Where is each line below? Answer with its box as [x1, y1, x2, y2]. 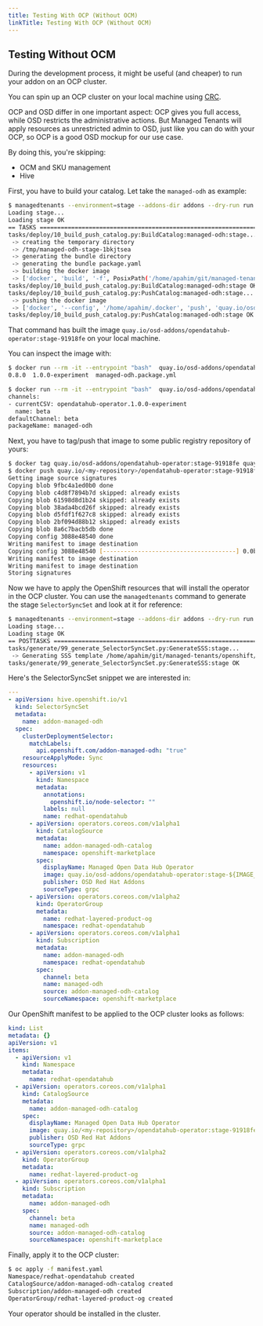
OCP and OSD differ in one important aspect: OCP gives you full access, [8, 108, 241, 117]
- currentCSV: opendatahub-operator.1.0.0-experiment [8, 400, 188, 408]
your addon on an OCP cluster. [8, 77, 107, 86]
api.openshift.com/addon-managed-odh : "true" [36, 747, 188, 754]
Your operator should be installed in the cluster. [8, 1309, 161, 1318]
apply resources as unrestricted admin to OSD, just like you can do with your [8, 124, 255, 133]
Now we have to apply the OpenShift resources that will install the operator [8, 583, 250, 593]
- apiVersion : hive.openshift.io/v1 [8, 696, 128, 703]
